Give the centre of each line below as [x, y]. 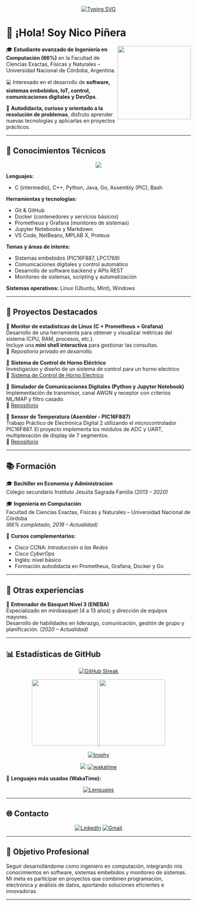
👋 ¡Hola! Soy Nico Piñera [66, 33]
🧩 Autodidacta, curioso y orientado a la [55, 108]
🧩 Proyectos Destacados [52, 312]
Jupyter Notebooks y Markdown [53, 229]
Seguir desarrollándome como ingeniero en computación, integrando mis [94, 866]
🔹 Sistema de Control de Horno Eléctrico [56, 363]
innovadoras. [22, 891]
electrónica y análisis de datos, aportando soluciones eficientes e [85, 885]
